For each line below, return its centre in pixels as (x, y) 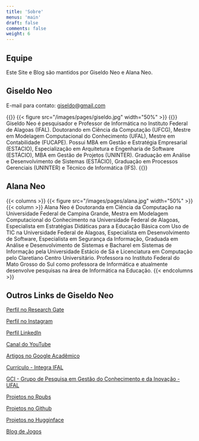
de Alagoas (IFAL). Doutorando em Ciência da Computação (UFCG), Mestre (99, 129)
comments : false (26, 28)
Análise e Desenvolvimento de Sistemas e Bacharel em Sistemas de (89, 245)
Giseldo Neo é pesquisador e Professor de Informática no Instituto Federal (97, 123)
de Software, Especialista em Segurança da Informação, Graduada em (92, 238)
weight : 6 (18, 34)
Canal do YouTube (29, 344)
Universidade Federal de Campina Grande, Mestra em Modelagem (87, 213)
